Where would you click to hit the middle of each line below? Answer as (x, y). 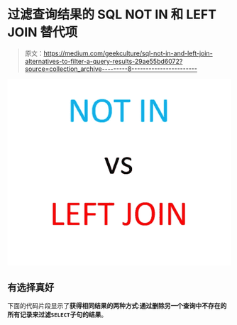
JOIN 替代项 (43, 32)
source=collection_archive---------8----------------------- (111, 69)
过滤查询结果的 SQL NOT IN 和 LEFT (112, 15)
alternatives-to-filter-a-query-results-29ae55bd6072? (104, 61)
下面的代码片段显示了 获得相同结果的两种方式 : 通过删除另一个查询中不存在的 (117, 306)
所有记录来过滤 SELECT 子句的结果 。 (57, 315)
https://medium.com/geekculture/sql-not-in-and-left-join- (128, 53)
